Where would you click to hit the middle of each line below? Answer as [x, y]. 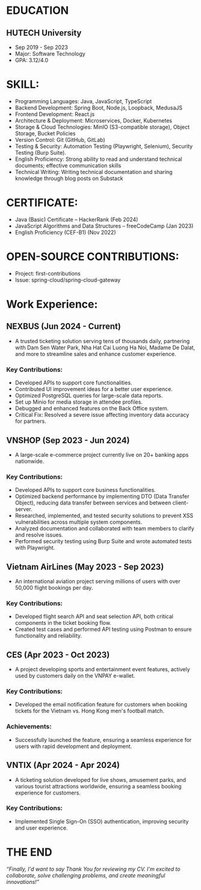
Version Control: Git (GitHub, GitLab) [60, 140]
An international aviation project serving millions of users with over [97, 581]
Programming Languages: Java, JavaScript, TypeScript [83, 101]
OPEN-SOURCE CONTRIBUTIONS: [93, 257]
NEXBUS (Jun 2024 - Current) [64, 327]
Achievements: [29, 727]
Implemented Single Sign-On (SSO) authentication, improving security [102, 821]
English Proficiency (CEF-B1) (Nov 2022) [65, 232]
